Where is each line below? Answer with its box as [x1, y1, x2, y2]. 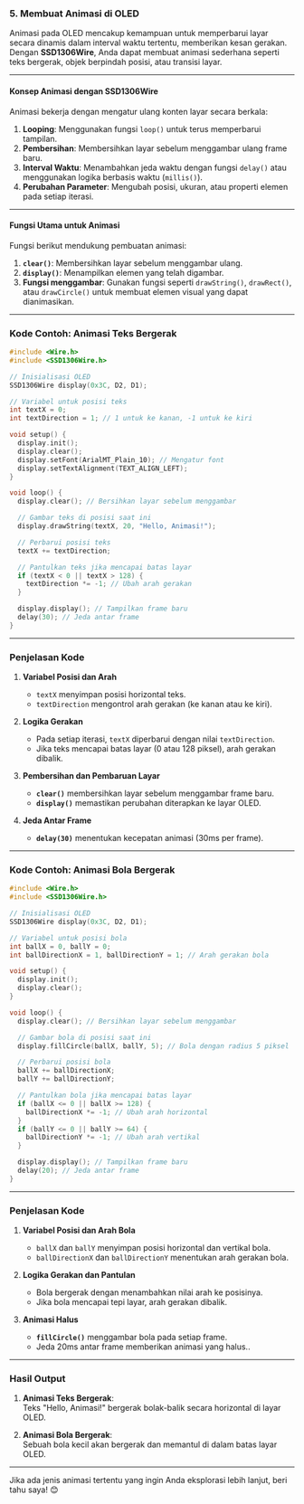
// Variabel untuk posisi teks [9, 397, 128, 406]
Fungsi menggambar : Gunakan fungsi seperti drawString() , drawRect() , [22, 277, 292, 288]
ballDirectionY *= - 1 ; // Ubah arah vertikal [25, 1133, 201, 1142]
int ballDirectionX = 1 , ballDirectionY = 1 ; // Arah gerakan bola [9, 951, 270, 960]
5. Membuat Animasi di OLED [9, 7, 140, 20]
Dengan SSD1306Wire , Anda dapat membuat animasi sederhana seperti [9, 47, 280, 58]
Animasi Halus [22, 1314, 79, 1325]
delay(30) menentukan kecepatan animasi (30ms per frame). [35, 833, 264, 844]
